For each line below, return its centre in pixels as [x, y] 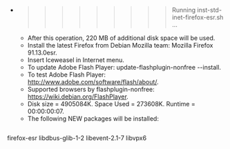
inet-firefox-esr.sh [198, 17]
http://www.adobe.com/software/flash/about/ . [93, 82]
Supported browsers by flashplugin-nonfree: [91, 89]
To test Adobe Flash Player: [66, 74]
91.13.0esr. [42, 52]
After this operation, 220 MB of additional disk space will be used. [121, 38]
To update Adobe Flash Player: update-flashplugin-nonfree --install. [124, 67]
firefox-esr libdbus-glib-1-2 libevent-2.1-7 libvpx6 [77, 138]
